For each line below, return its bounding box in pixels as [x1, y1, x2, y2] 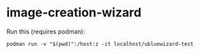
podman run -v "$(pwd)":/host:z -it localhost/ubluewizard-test [6, 40, 194, 47]
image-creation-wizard [6, 5, 142, 21]
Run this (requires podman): [6, 27, 86, 36]
